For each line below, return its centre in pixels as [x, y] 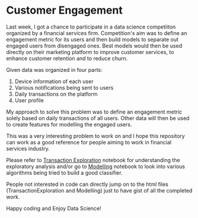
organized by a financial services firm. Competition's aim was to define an [97, 33]
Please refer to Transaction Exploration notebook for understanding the [93, 160]
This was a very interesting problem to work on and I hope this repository [95, 136]
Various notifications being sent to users [64, 87]
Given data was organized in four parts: [54, 69]
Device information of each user [54, 81]
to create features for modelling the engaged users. [69, 124]
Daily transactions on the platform [56, 94]
